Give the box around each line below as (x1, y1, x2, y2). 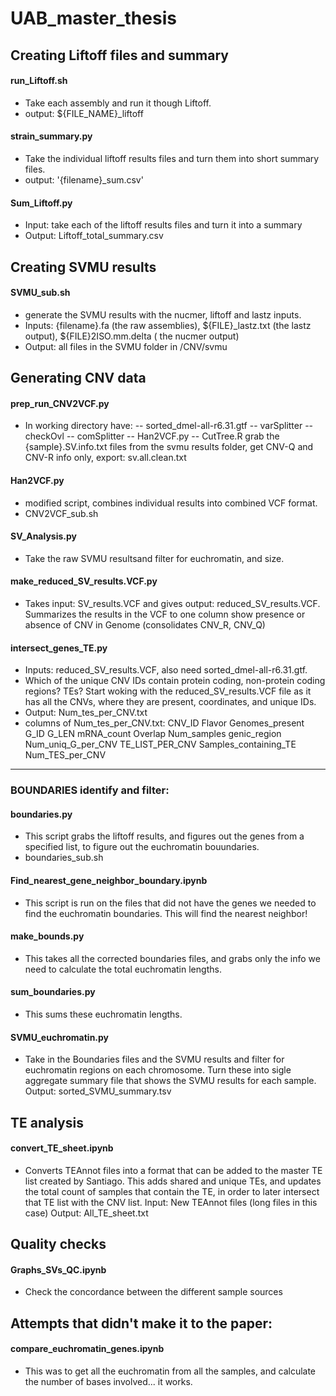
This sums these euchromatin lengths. (24, 1008, 183, 1020)
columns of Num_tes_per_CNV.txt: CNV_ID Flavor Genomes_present (24, 717, 305, 729)
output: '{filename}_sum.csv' (24, 173, 144, 186)
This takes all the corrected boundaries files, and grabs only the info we (24, 952, 321, 964)
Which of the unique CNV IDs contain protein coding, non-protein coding (24, 675, 326, 687)
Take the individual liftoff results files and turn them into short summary (24, 152, 320, 164)
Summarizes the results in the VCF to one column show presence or (24, 608, 306, 620)
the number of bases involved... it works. (24, 1375, 193, 1387)
